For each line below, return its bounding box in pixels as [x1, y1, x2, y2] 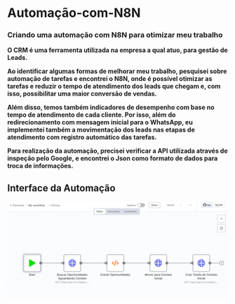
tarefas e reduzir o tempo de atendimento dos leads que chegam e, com [7, 82, 221, 91]
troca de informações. [7, 162, 74, 170]
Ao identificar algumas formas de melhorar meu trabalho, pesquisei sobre [7, 67, 227, 75]
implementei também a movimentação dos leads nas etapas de [7, 125, 195, 134]
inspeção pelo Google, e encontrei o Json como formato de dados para [7, 154, 218, 163]
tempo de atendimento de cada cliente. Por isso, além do [7, 110, 176, 119]
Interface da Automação [7, 182, 116, 194]
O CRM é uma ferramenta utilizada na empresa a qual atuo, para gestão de [7, 46, 228, 54]
